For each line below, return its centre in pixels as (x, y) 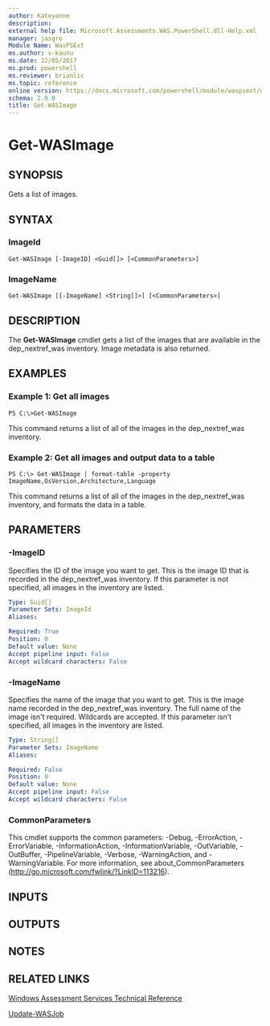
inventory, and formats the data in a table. (78, 504)
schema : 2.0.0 (32, 98)
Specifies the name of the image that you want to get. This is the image (126, 700)
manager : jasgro (35, 38)
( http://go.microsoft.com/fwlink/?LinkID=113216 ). (89, 872)
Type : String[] (34, 740)
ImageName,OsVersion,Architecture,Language (82, 481)
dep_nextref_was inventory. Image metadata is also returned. (109, 348)
